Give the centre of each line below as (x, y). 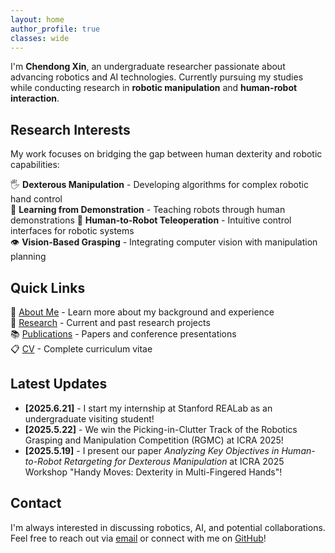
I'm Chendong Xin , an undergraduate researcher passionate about (148, 67)
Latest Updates (59, 384)
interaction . (35, 98)
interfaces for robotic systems (72, 231)
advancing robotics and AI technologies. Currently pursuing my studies (157, 77)
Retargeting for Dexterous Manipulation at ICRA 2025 (174, 461)
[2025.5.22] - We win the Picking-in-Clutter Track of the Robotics (161, 429)
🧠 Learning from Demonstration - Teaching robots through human (148, 210)
